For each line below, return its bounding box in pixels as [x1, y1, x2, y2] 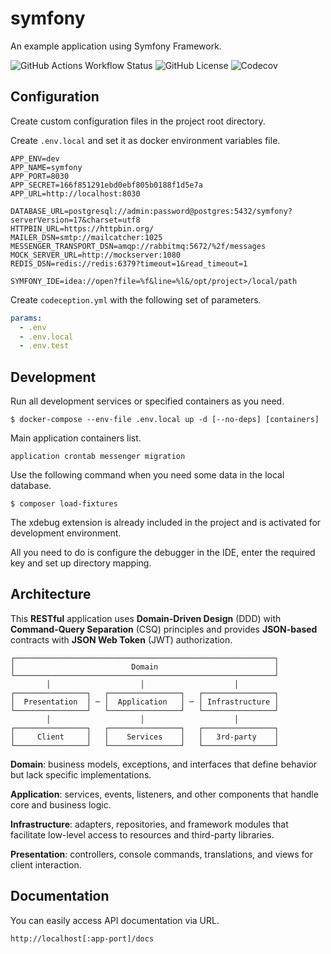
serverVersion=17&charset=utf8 [10, 215, 141, 225]
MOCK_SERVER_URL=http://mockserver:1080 [10, 250, 182, 260]
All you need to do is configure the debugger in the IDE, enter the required [10, 547, 316, 559]
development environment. [10, 527, 122, 539]
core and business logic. [10, 798, 112, 811]
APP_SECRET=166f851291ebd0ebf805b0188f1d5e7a [10, 180, 203, 190]
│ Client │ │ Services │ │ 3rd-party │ [10, 732, 280, 742]
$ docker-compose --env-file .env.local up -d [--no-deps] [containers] [10, 415, 320, 425]
